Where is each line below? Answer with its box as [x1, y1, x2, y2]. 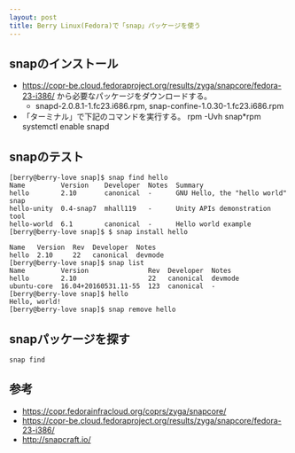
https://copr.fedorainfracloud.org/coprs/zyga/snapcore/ [21, 405, 227, 417]
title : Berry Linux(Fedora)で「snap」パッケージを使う [9, 21, 201, 30]
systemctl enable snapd [21, 121, 110, 132]
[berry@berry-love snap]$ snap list [9, 259, 144, 268]
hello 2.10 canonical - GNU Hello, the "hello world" [9, 189, 288, 198]
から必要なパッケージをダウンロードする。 [56, 90, 213, 102]
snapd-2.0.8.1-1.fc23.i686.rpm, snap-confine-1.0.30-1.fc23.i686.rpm [35, 101, 284, 112]
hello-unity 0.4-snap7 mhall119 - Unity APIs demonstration [9, 205, 272, 214]
